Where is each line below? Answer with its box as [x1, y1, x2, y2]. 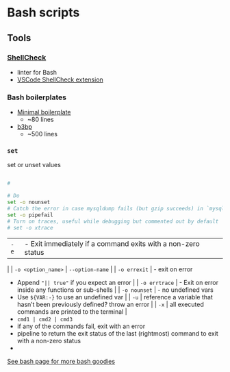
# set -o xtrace [7, 224, 53, 231]
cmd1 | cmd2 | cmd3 [16, 316, 73, 323]
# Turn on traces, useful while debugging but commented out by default [7, 218, 219, 225]
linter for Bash [16, 68, 57, 76]
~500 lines [27, 130, 58, 138]
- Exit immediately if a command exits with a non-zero [24, 238, 200, 248]
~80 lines [27, 115, 54, 124]
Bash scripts [7, 5, 80, 21]
